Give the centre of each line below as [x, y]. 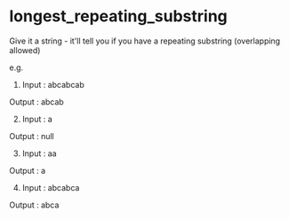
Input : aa [39, 153]
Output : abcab [36, 102]
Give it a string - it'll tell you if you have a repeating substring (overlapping [145, 41]
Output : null [32, 136]
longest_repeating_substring [119, 16]
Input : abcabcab [53, 84]
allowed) [25, 50]
